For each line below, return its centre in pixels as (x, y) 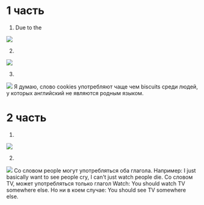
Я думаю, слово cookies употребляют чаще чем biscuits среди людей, (106, 87)
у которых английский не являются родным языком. (75, 93)
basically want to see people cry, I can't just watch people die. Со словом (100, 177)
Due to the (28, 27)
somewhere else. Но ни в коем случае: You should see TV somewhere (96, 190)
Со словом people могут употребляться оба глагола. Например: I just (105, 170)
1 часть (25, 11)
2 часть (27, 118)
